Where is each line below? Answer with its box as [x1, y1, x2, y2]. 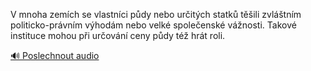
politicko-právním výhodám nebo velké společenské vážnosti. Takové [10, 19, 297, 31]
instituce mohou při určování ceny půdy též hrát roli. [10, 30, 226, 41]
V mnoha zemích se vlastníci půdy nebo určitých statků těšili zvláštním [10, 9, 302, 20]
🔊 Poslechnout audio [10, 50, 100, 61]
